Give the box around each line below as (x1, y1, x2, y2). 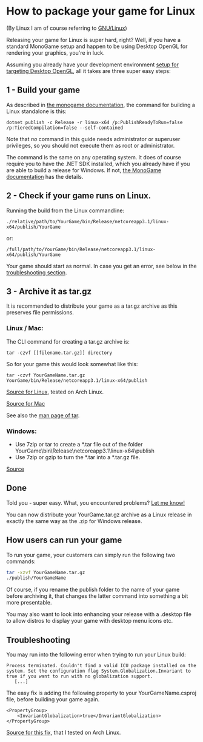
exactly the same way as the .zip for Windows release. (6, 517, 142, 524)
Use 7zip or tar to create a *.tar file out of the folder (15, 440, 144, 448)
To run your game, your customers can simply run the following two (6, 551, 176, 558)
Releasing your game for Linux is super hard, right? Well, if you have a (6, 36, 181, 43)
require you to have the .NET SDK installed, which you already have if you (6, 160, 190, 167)
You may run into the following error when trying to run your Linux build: (6, 651, 186, 658)
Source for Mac (6, 400, 45, 407)
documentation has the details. (6, 173, 84, 180)
